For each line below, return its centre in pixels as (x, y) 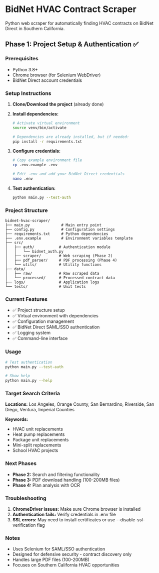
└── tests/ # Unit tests (45, 287)
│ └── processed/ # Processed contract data (60, 278)
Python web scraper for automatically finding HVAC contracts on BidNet (79, 23)
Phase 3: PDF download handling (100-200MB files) (66, 480)
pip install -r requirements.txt (47, 142)
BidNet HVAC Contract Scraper (71, 9)
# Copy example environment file (47, 160)
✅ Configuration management (43, 321)
